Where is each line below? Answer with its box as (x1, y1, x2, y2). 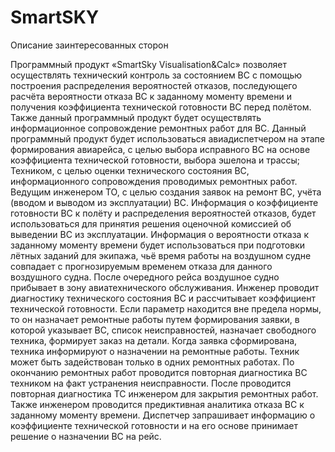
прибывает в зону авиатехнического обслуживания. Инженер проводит (10, 281, 320, 293)
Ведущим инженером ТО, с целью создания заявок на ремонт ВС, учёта (10, 186, 322, 198)
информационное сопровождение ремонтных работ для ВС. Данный (10, 122, 307, 134)
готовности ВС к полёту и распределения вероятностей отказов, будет (10, 207, 317, 219)
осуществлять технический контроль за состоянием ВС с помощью (10, 69, 303, 81)
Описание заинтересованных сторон (10, 39, 169, 51)
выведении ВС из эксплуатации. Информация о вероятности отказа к (10, 228, 309, 240)
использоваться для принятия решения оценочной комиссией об (10, 217, 292, 230)
